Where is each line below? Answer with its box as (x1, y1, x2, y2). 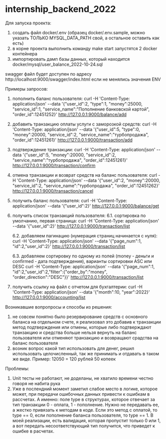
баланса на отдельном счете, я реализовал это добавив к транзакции (12, 319, 161, 325)
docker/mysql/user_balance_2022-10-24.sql (12, 61, 103, 67)
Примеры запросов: (5, 86, 48, 92)
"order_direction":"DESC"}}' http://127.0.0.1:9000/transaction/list (12, 274, 144, 280)
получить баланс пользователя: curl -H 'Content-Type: (12, 198, 127, 204)
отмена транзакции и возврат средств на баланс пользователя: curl (12, 172, 158, 178)
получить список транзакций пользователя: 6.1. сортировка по (12, 213, 146, 219)
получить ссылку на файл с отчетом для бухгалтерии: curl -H (12, 284, 143, 290)
